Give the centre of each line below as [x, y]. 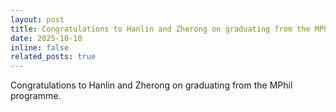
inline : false [40, 47]
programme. [36, 96]
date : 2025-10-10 [46, 38]
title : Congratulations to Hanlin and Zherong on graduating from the [160, 29]
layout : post [37, 19]
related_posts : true [53, 57]
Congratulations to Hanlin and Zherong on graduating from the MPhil [151, 85]
